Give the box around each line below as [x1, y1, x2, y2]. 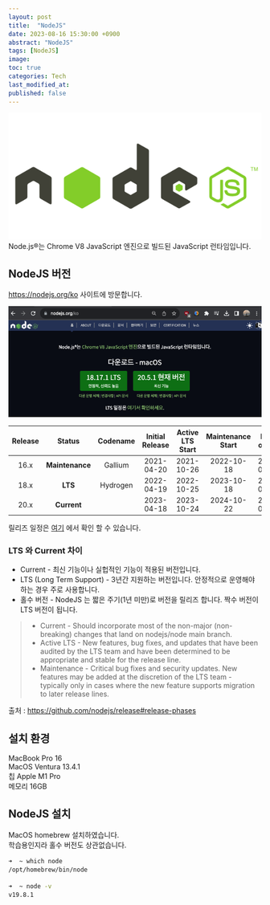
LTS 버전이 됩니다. [19, 605, 78, 614]
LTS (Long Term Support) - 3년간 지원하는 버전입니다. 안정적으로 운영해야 [19, 575, 256, 585]
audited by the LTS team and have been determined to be [39, 646, 231, 656]
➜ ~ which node [8, 857, 63, 865]
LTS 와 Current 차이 [8, 544, 83, 556]
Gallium [104, 460, 129, 470]
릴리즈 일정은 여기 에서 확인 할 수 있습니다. [8, 523, 141, 532]
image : [8, 55, 31, 63]
